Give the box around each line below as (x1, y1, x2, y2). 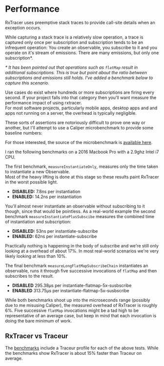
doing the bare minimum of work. (5, 318, 72, 324)
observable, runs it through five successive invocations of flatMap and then (5, 267, 157, 274)
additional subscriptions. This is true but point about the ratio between (5, 69, 147, 75)
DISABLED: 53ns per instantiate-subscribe (12, 228, 99, 234)
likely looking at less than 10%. (5, 253, 67, 259)
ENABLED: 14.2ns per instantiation (12, 194, 82, 200)
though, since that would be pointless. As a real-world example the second (5, 208, 156, 214)
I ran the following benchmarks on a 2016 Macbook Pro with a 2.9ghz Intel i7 (5, 149, 159, 155)
